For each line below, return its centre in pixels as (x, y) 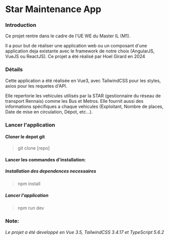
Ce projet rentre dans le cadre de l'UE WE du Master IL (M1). (68, 36)
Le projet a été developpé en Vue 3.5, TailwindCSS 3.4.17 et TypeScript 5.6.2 (85, 232)
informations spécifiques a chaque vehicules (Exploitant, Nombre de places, (84, 106)
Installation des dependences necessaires (51, 171)
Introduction (21, 25)
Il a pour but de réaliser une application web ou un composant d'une (76, 46)
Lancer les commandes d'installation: (46, 159)
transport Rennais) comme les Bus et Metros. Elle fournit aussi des (74, 101)
